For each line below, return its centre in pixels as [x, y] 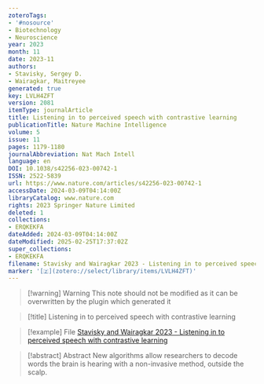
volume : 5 [24, 132]
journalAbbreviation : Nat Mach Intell [71, 154]
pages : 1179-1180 [37, 147]
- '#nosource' [31, 23]
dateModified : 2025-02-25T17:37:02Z [68, 242]
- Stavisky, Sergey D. [45, 74]
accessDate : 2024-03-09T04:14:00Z [65, 190]
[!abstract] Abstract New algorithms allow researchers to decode [132, 356]
